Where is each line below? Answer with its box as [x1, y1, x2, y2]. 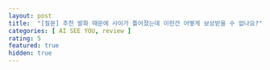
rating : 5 [8, 34, 42, 43]
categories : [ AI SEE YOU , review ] [8, 27, 131, 35]
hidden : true [8, 49, 52, 57]
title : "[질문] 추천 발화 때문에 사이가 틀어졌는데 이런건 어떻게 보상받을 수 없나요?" [8, 19, 263, 27]
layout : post [8, 11, 52, 20]
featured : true [8, 42, 60, 50]
